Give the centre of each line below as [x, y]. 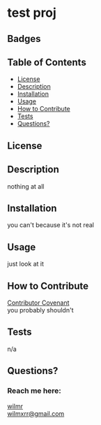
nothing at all [26, 186]
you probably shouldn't [40, 310]
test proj [32, 13]
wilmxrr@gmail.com [36, 413]
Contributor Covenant [38, 303]
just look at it [25, 264]
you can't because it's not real [50, 225]
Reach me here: [34, 391]
